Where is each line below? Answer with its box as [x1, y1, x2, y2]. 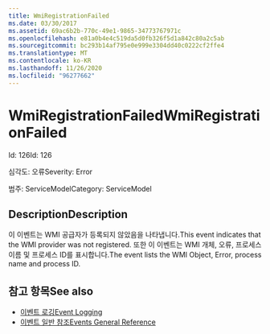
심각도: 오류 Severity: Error [8, 167, 93, 176]
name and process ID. [8, 259, 81, 269]
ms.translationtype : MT [8, 49, 88, 57]
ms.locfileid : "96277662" [8, 72, 95, 80]
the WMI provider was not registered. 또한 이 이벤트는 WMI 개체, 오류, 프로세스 [8, 240, 262, 249]
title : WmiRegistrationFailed [8, 11, 110, 20]
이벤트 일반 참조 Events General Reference [19, 317, 157, 327]
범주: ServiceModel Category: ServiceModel [8, 183, 153, 193]
